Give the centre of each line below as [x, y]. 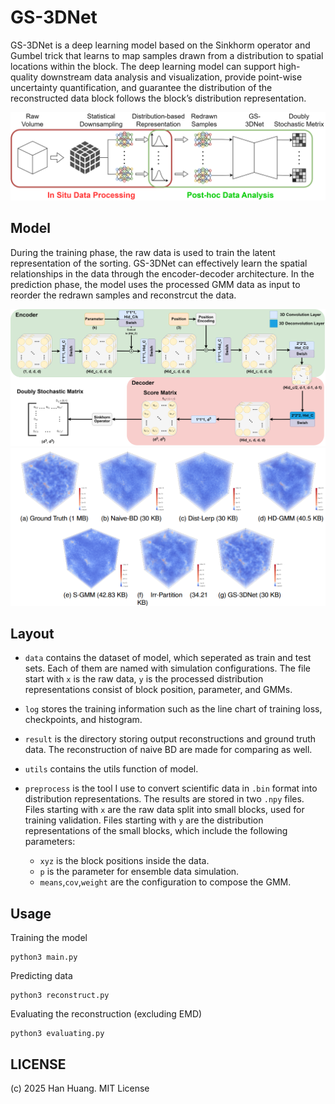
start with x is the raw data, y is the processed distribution [144, 679]
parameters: [50, 842]
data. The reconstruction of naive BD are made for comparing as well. [168, 750]
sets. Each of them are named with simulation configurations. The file [168, 668]
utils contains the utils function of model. [111, 769]
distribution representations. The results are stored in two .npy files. [164, 799]
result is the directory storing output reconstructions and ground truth [170, 739]
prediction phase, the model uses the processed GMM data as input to [155, 284]
